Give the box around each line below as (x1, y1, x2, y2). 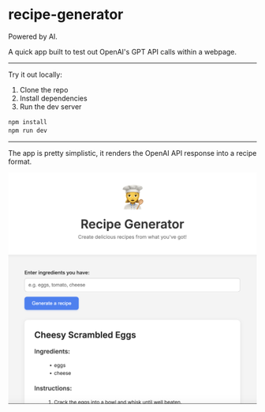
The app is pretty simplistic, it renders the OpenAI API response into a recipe (8, 148, 257, 157)
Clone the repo (19, 85, 69, 94)
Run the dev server (19, 101, 82, 112)
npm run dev (8, 127, 47, 134)
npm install (8, 118, 47, 126)
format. (8, 157, 32, 166)
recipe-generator (8, 6, 124, 24)
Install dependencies (19, 93, 88, 103)
